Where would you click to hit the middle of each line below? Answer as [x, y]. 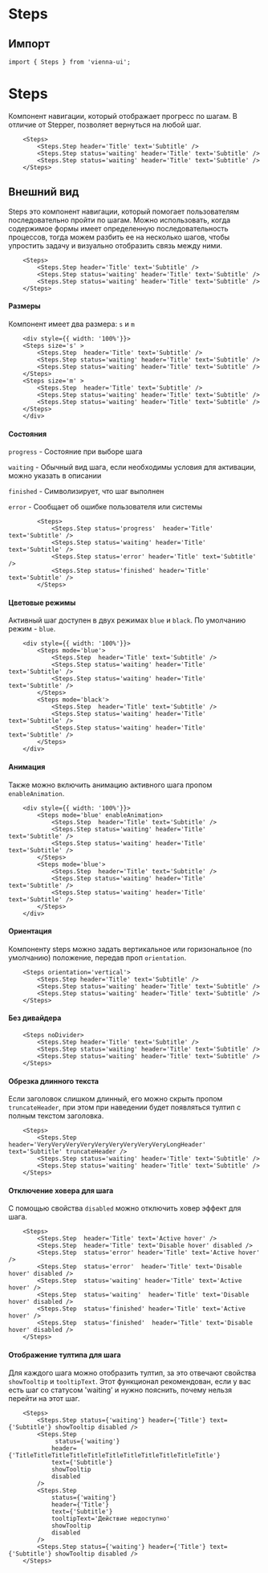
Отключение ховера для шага [61, 1191]
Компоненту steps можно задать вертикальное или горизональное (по [130, 949]
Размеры [25, 306]
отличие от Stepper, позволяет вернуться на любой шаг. [105, 125]
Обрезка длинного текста [53, 1081]
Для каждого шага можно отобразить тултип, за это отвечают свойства [132, 1373]
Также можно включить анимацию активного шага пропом [110, 785]
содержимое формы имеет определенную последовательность [118, 228]
